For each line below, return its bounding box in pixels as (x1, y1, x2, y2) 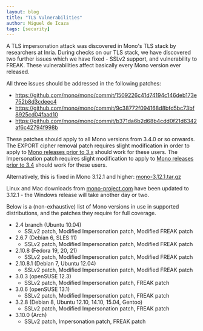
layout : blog (6, 8, 39, 15)
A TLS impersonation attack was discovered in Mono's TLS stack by (6, 42, 176, 50)
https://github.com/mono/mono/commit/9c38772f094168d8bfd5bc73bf (15, 104, 195, 112)
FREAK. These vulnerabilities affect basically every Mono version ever (6, 62, 181, 69)
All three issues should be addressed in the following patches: (6, 80, 162, 87)
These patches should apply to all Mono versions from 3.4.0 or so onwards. (6, 136, 195, 143)
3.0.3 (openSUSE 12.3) (15, 273, 72, 280)
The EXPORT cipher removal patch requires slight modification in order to (6, 142, 190, 149)
